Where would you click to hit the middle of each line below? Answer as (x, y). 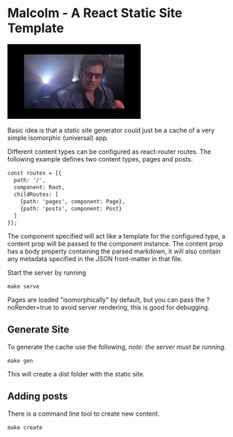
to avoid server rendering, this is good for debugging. (131, 307)
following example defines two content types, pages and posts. (100, 159)
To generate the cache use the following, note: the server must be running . (117, 347)
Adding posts (38, 396)
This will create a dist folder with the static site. (76, 374)
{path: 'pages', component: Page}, (73, 201)
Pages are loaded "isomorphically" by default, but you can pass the (106, 300)
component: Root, (39, 187)
